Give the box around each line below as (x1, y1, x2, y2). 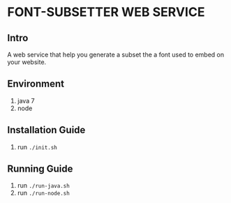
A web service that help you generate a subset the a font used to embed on (7, 50, 225, 59)
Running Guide (7, 163, 73, 175)
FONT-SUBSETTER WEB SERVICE (7, 4, 205, 20)
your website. (7, 58, 47, 66)
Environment (7, 78, 65, 90)
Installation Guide (7, 124, 86, 136)
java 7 (17, 96, 35, 105)
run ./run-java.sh (17, 181, 70, 190)
